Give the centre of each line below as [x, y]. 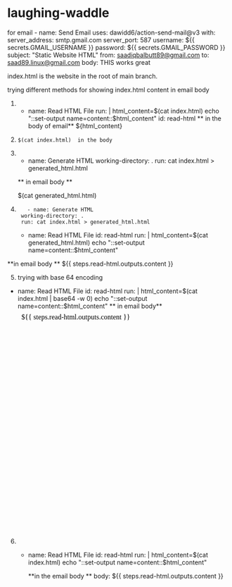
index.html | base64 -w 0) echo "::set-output [82, 298]
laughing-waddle [58, 13]
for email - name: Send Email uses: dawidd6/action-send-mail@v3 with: [111, 32]
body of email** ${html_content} [75, 125]
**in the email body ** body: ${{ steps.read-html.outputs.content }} [125, 576]
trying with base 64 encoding [60, 277]
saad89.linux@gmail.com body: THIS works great [79, 62]
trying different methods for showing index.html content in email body [108, 89]
